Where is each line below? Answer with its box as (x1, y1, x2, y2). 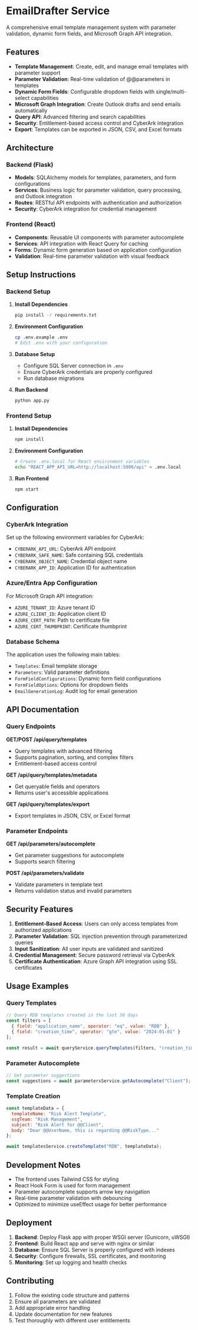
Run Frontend (14, 474, 49, 482)
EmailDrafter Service (6, 4, 110, 18)
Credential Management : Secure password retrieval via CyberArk (14, 951, 176, 958)
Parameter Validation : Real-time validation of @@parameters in (14, 75, 170, 82)
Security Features (6, 904, 74, 915)
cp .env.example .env (14, 334, 68, 341)
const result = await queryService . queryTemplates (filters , (6, 1045, 157, 1051)
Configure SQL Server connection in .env (23, 362, 124, 369)
